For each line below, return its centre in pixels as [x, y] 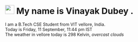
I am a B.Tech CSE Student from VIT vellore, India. [55, 24]
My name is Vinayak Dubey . [75, 11]
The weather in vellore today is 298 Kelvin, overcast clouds [65, 34]
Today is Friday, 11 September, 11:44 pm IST [49, 29]
